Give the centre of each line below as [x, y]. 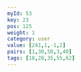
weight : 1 [21, 33]
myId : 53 [20, 13]
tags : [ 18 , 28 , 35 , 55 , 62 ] [41, 58]
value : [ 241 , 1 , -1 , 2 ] [37, 45]
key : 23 [18, 20]
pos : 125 [20, 26]
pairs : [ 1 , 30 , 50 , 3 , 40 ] [39, 52]
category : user [29, 39]
